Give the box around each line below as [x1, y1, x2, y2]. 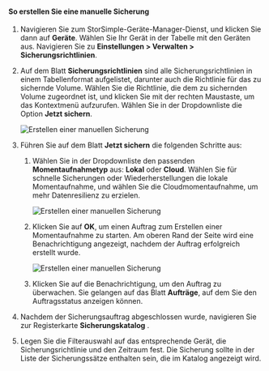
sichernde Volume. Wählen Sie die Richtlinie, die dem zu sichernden [19, 83, 248, 93]
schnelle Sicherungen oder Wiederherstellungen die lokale [32, 173, 228, 183]
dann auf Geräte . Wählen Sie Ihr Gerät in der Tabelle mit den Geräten [19, 33, 251, 43]
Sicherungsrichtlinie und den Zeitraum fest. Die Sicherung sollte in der [19, 345, 255, 355]
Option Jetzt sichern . [19, 109, 93, 119]
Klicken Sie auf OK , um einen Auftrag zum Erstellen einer [32, 222, 223, 232]
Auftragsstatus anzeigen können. [32, 296, 143, 306]
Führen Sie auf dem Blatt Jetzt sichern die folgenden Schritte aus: [19, 140, 242, 150]
